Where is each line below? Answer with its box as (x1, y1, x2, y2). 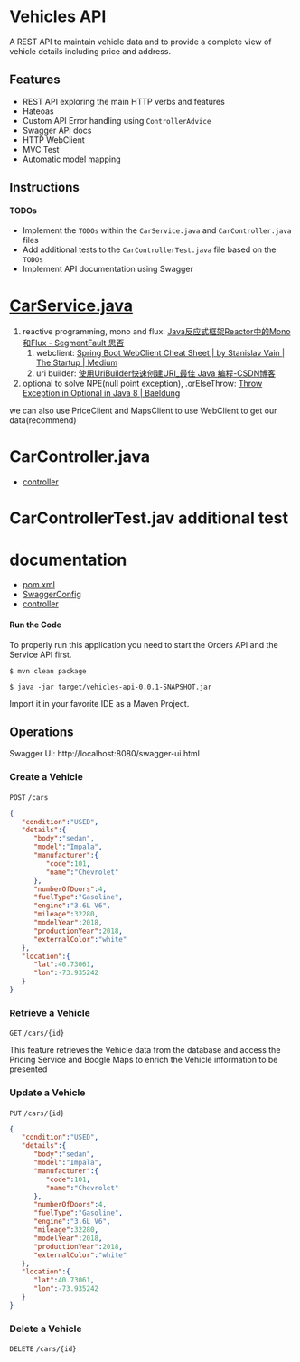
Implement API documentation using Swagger (22, 264, 194, 275)
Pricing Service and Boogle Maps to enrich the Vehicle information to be (9, 1055, 278, 1066)
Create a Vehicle (9, 771, 83, 784)
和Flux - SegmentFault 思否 (22, 337, 125, 349)
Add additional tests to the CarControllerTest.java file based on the (22, 244, 277, 255)
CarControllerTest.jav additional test (9, 508, 289, 529)
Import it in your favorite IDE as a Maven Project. (9, 698, 190, 709)
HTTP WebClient (22, 134, 85, 146)
